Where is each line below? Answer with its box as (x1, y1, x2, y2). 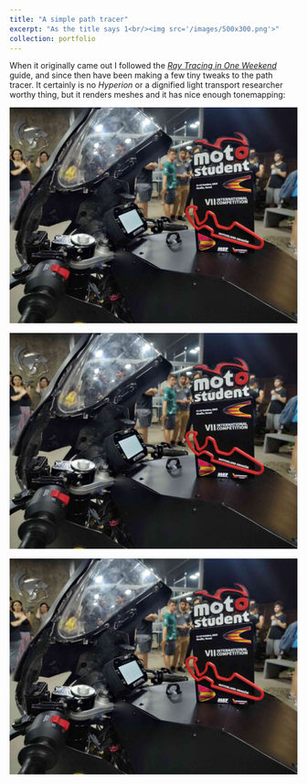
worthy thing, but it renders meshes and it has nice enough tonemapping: (9, 90, 286, 101)
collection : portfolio (9, 34, 96, 43)
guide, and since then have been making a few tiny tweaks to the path (9, 69, 273, 81)
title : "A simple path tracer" (9, 15, 129, 24)
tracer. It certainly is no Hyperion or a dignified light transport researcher (9, 79, 283, 90)
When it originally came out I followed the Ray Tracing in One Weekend (9, 60, 277, 71)
